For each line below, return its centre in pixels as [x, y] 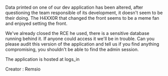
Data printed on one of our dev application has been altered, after [74, 7]
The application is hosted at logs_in [43, 59]
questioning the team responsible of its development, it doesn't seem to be [84, 13]
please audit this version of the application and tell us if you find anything [82, 44]
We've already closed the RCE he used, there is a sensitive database [77, 33]
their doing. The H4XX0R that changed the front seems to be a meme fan [82, 18]
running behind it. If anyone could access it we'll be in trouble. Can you [80, 39]
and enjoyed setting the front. [37, 23]
